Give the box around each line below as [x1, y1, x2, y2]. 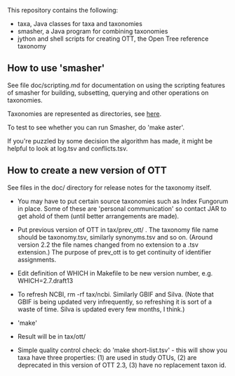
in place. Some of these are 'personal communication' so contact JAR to [17, 204, 227, 213]
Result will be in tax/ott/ [17, 332, 86, 340]
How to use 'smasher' [7, 63, 105, 74]
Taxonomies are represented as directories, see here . [7, 109, 162, 118]
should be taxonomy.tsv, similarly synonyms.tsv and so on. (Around [17, 233, 213, 241]
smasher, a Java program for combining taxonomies [17, 27, 168, 35]
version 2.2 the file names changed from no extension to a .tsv [17, 240, 199, 249]
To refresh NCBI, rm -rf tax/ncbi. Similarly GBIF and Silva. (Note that [17, 290, 214, 298]
